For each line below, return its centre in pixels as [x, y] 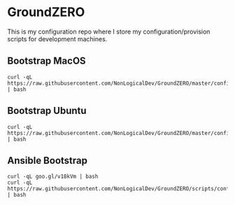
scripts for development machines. [57, 38]
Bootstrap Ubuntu [47, 111]
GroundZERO [46, 12]
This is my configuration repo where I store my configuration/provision [109, 31]
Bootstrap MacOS [47, 61]
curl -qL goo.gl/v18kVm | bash [53, 177]
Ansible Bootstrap [47, 161]
